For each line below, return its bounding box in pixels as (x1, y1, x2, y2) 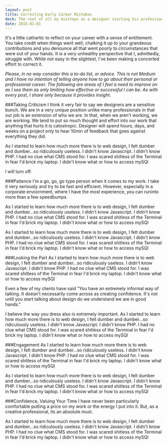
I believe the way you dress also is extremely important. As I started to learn (5, 311, 161, 317)
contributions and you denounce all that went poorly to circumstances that (5, 45, 158, 51)
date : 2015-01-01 (5, 21, 41, 26)
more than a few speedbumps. (5, 194, 68, 200)
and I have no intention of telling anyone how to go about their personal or (5, 76, 158, 82)
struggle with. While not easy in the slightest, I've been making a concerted (5, 56, 160, 62)
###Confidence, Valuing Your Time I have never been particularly (5, 398, 139, 404)
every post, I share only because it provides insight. (5, 92, 111, 98)
